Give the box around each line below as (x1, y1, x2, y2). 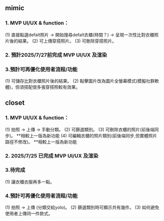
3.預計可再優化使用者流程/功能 (5, 66, 78, 73)
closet (5, 98, 25, 107)
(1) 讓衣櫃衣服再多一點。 (5, 179, 55, 185)
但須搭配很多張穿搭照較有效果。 (15, 84, 80, 90)
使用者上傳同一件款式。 (5, 211, 53, 217)
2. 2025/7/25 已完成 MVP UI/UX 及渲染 (5, 152, 98, 159)
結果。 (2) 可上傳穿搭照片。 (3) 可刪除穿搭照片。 (18, 38, 117, 44)
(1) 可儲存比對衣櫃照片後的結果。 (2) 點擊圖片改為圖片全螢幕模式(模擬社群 (5, 78, 155, 84)
